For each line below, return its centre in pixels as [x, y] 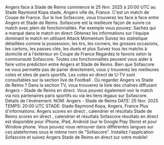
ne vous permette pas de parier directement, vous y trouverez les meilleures [82, 70]
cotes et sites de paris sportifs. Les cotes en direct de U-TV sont [70, 75]
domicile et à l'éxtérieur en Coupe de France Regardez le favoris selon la [78, 54]
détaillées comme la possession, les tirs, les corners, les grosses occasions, [82, 43]
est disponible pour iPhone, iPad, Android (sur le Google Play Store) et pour [81, 121]
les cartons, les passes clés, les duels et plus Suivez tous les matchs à [76, 49]
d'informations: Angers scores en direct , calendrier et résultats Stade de [79, 111]
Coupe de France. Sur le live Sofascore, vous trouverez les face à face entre [82, 17]
